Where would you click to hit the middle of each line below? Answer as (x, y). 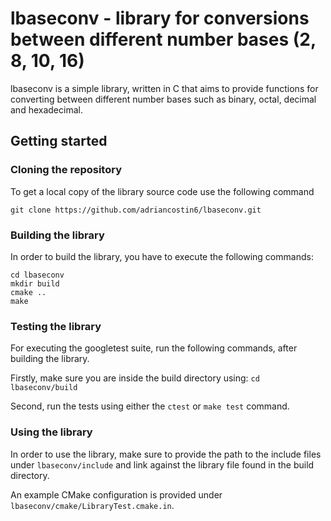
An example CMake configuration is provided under (116, 494)
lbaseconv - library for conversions (160, 18)
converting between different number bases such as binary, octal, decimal (163, 99)
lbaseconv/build (44, 388)
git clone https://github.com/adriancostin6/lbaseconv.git (136, 210)
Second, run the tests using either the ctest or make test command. (150, 406)
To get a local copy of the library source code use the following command (162, 191)
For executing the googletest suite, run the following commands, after (154, 348)
